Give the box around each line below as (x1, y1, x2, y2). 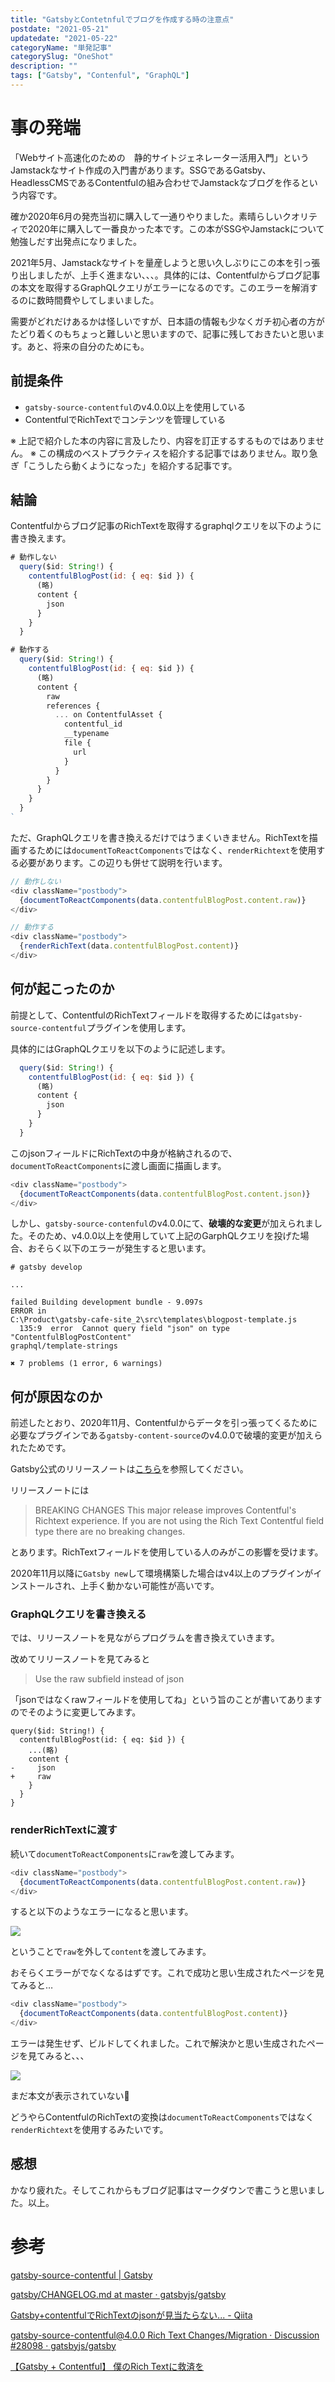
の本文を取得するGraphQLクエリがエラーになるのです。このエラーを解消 (10, 281, 310, 293)
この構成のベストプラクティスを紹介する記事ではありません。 (38, 447, 292, 459)
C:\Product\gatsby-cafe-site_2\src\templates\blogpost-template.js (10, 1315, 298, 1325)
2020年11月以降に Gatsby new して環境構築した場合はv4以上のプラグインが (10, 1567, 314, 1580)
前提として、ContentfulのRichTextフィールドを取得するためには (10, 1009, 272, 1021)
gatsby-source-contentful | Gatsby (10, 2269, 153, 2281)
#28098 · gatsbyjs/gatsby (10, 2339, 117, 2351)
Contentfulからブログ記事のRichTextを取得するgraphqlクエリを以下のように (10, 520, 322, 532)
